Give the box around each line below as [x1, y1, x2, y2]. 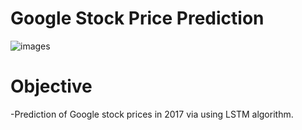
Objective [10, 75, 93, 98]
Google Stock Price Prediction [10, 7, 265, 30]
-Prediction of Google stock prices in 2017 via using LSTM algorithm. [10, 108, 294, 120]
